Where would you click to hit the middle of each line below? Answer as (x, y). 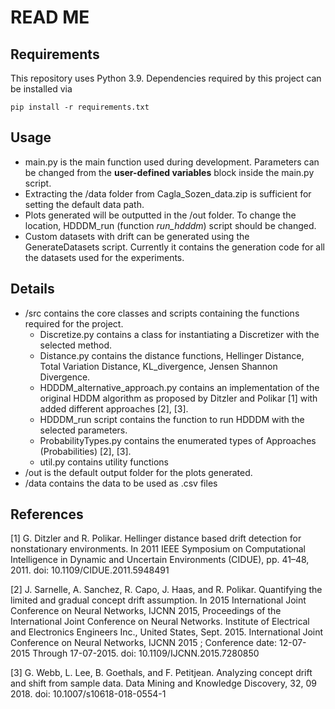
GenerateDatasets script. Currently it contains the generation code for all (174, 247)
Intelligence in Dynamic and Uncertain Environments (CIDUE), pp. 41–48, (160, 560)
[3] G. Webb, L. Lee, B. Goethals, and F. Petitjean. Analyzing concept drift (161, 673)
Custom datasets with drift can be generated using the (137, 236)
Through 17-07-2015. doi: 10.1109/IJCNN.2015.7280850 (146, 653)
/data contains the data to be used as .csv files (121, 483)
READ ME (50, 17)
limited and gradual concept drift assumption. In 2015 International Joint (158, 600)
